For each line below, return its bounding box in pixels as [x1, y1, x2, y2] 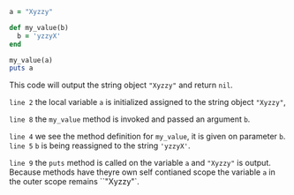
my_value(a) [9, 56, 53, 64]
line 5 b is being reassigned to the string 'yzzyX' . [9, 140, 192, 151]
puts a [9, 64, 34, 73]
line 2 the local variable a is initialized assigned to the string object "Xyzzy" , [9, 97, 287, 108]
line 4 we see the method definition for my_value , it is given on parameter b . [9, 131, 286, 142]
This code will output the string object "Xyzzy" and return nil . [9, 79, 233, 91]
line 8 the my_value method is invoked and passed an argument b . [9, 114, 251, 124]
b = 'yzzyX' [17, 31, 62, 41]
